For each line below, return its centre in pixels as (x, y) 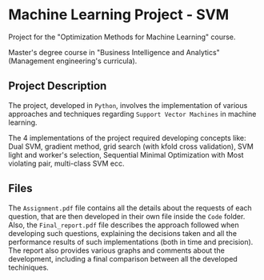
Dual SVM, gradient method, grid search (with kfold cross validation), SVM (131, 146)
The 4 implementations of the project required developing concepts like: (127, 138)
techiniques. (29, 267)
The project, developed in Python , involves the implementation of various (128, 105)
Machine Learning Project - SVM (119, 15)
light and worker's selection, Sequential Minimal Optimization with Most (126, 154)
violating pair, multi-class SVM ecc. (66, 163)
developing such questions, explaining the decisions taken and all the (123, 233)
